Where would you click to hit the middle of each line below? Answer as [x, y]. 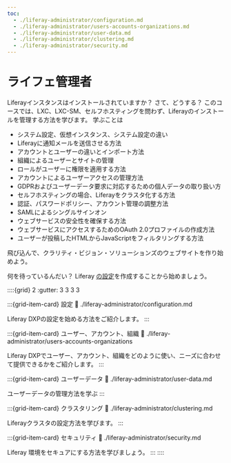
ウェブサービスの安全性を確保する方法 [71, 220]
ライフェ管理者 [50, 82]
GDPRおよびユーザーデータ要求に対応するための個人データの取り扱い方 [119, 186]
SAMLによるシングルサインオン [62, 212]
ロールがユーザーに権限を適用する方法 [71, 169]
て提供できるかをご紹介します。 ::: [56, 364]
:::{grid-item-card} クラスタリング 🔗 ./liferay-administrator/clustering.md [110, 408]
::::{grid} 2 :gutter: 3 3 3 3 [44, 290]
